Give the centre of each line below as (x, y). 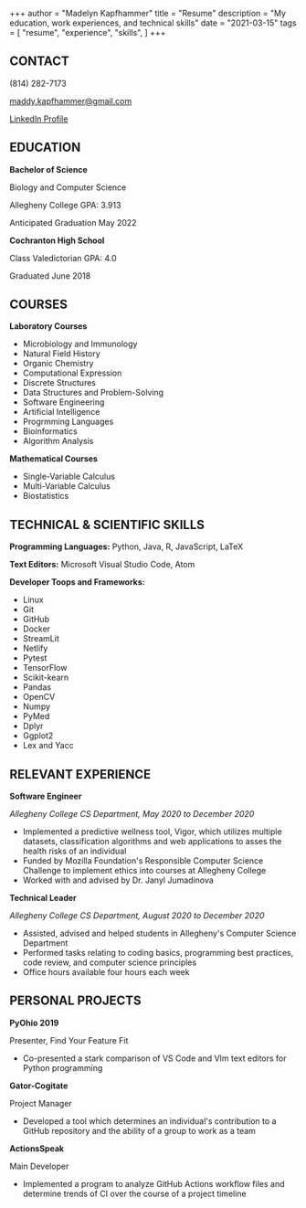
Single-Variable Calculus (69, 477)
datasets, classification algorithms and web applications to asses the (152, 842)
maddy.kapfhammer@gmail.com (71, 101)
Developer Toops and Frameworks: (77, 582)
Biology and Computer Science (68, 187)
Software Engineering (63, 402)
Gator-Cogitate (39, 1086)
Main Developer (39, 1166)
